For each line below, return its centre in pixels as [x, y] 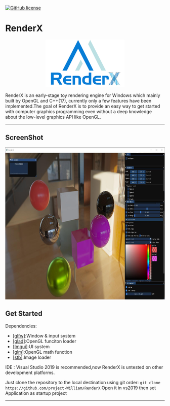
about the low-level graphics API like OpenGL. [53, 117]
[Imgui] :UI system [31, 346]
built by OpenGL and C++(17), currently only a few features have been [78, 100]
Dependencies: [21, 326]
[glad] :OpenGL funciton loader [45, 341]
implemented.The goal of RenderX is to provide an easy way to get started [83, 106]
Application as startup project [36, 393]
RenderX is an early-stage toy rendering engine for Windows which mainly [83, 95]
